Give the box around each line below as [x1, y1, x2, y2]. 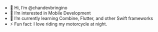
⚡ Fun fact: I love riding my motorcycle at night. [9, 21, 107, 27]
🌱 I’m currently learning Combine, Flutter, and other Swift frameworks [9, 15, 153, 21]
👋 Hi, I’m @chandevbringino [9, 5, 67, 10]
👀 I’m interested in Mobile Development [9, 10, 91, 16]
